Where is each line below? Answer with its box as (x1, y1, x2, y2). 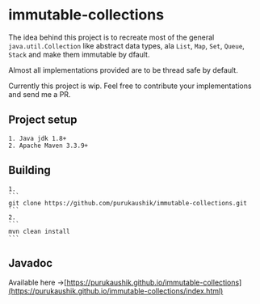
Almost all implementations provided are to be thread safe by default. (8, 65, 238, 74)
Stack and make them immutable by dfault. (8, 49, 150, 59)
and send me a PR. (8, 89, 71, 99)
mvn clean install (8, 227, 70, 235)
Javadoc (8, 256, 53, 270)
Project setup (8, 113, 78, 127)
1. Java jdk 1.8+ (8, 134, 67, 142)
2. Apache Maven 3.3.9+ (8, 141, 89, 150)
